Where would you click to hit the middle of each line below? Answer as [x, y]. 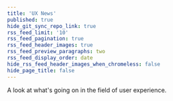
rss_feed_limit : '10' [38, 32]
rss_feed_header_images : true [50, 45]
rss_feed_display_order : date [50, 58]
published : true [30, 20]
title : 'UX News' [32, 13]
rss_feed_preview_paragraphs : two [56, 52]
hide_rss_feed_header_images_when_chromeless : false [84, 64]
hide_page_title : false [41, 70]
